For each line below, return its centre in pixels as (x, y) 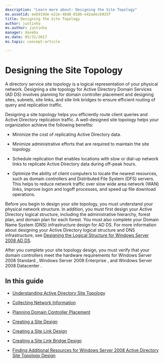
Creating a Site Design (35, 321)
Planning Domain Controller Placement (51, 312)
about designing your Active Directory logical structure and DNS (70, 230)
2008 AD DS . (18, 240)
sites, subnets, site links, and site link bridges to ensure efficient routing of (80, 99)
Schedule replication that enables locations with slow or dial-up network (85, 158)
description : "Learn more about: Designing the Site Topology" (71, 10)
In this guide (24, 281)
